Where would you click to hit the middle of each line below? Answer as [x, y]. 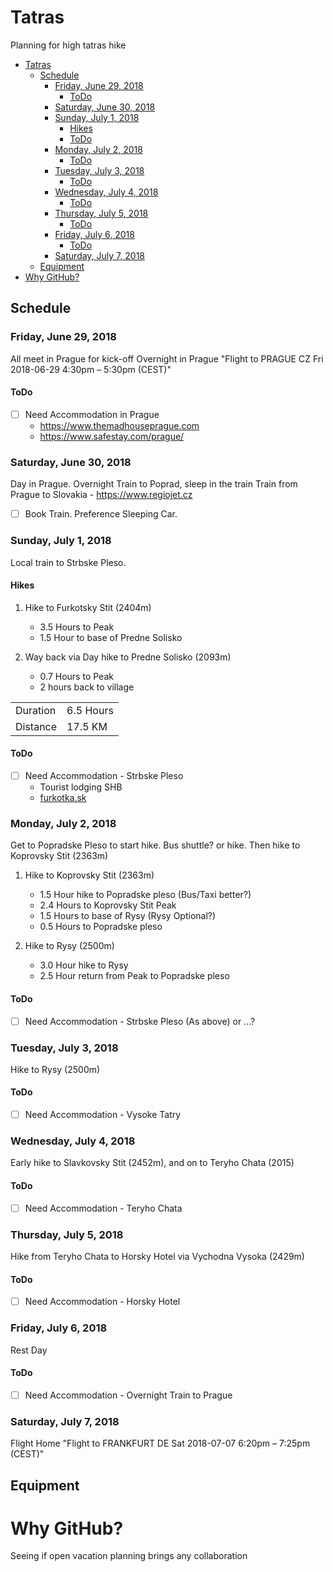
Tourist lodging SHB [81, 787]
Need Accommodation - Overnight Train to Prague [128, 1395]
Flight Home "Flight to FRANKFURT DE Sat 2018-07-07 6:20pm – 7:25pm [160, 1443]
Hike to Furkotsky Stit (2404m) [88, 607]
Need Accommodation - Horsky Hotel [102, 1302]
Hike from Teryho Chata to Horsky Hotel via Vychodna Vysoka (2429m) [157, 1256]
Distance [36, 726]
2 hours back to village [87, 687]
